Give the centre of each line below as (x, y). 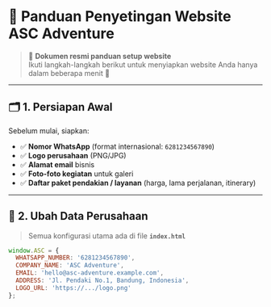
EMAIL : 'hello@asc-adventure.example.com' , (90, 273)
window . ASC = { (34, 250)
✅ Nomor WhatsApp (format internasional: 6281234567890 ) (117, 146)
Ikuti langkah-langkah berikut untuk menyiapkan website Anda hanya (143, 65)
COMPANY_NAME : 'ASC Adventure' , (70, 266)
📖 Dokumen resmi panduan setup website (100, 56)
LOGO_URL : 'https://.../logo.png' (73, 288)
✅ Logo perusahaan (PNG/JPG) (73, 155)
